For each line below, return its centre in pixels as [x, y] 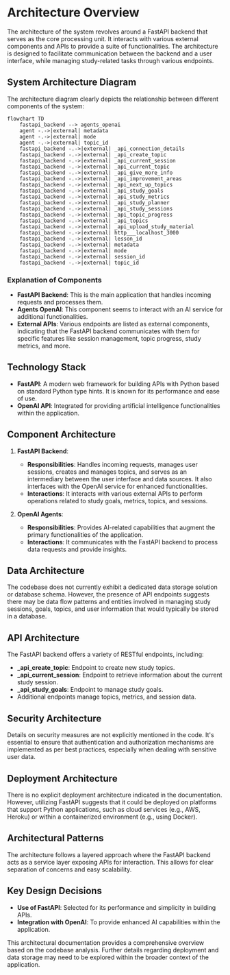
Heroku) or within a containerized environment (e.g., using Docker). [102, 817]
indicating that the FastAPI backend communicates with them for [108, 331]
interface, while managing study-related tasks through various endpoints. [111, 60]
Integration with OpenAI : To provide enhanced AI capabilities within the [118, 922]
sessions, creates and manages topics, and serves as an [107, 472]
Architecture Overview [73, 13]
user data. [22, 757]
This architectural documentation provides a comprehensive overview [106, 942]
